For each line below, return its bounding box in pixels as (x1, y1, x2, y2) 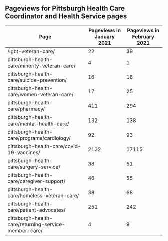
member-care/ (7, 227, 43, 234)
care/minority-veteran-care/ (7, 62, 76, 69)
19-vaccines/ (7, 149, 41, 156)
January (94, 33, 115, 40)
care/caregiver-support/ (7, 178, 66, 185)
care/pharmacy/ (7, 105, 45, 112)
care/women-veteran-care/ (7, 91, 74, 98)
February (132, 33, 155, 40)
